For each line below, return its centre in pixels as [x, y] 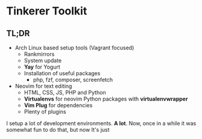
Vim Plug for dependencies [58, 105]
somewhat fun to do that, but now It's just [58, 130]
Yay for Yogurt [42, 67]
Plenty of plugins [45, 112]
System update [43, 60]
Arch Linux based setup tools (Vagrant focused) [74, 48]
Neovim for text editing [43, 86]
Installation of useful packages [62, 73]
